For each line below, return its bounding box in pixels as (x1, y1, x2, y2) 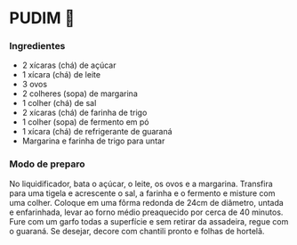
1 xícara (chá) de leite (21, 69, 100, 80)
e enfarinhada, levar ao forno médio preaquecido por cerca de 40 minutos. (9, 207, 284, 217)
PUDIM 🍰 (9, 8, 76, 29)
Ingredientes (9, 40, 66, 53)
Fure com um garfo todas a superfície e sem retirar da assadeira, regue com (9, 216, 289, 226)
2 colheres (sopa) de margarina (21, 88, 138, 99)
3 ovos (21, 79, 47, 90)
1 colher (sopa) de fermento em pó (21, 117, 149, 127)
